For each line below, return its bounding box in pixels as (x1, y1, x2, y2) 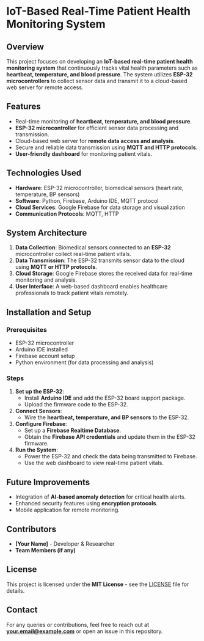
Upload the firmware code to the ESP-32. (24, 401, 128, 408)
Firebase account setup (15, 353, 75, 360)
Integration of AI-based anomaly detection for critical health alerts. (15, 493, 186, 500)
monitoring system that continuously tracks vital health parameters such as (6, 64, 198, 71)
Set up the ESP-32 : (15, 388, 64, 395)
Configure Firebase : (15, 420, 67, 428)
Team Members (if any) (15, 547, 76, 554)
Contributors (6, 524, 57, 534)
